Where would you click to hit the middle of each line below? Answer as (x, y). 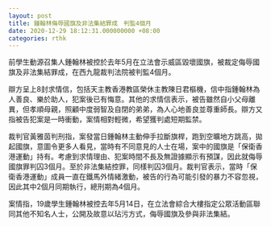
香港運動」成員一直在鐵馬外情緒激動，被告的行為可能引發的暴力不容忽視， (139, 177)
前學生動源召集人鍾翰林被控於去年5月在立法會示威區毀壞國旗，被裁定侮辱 (131, 62)
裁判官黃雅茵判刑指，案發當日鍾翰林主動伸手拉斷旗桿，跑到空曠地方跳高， (132, 137)
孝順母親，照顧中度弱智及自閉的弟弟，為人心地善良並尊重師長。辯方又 (146, 109)
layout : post (30, 16)
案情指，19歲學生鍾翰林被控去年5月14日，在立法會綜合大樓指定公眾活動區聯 (134, 204)
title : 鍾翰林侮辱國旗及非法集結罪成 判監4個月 (80, 23)
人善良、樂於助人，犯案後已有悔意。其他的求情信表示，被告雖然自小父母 (128, 99)
